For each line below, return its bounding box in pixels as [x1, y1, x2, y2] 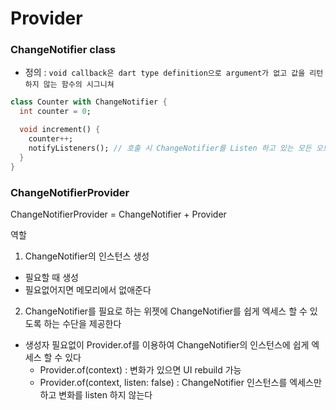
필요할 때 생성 [24, 271, 79, 283]
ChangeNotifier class [10, 43, 117, 57]
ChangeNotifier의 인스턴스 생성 [24, 250, 150, 262]
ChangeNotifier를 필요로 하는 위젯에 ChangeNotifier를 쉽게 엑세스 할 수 [24, 305, 308, 317]
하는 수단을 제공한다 [43, 317, 122, 329]
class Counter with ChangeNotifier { [10, 97, 168, 107]
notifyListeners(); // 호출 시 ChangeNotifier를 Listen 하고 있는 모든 [28, 143, 312, 153]
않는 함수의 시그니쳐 [43, 80, 115, 90]
